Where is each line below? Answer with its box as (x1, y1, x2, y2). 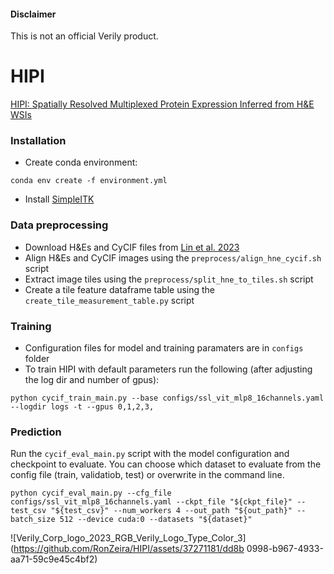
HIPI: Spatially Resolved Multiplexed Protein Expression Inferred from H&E (10, 98, 315, 110)
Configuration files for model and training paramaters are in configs (24, 342, 304, 354)
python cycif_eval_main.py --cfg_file (10, 488, 172, 499)
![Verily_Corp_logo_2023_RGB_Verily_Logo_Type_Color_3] (10, 532, 247, 544)
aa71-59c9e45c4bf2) (10, 553, 98, 565)
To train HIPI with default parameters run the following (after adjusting (24, 363, 313, 375)
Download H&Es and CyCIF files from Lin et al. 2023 (24, 241, 240, 253)
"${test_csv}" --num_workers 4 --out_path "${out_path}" (50, 506, 293, 516)
